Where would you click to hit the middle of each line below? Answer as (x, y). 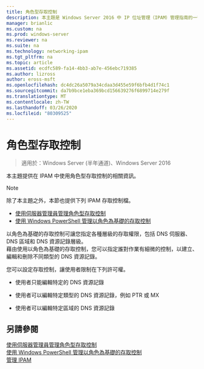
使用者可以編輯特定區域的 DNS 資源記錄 (65, 308)
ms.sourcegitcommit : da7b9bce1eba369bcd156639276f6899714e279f (88, 91)
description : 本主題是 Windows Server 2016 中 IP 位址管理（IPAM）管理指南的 (100, 18)
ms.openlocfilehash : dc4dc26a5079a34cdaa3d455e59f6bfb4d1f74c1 (88, 85)
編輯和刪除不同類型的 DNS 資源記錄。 (53, 257)
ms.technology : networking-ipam (47, 52)
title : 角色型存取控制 (32, 12)
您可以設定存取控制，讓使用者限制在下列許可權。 (67, 270)
